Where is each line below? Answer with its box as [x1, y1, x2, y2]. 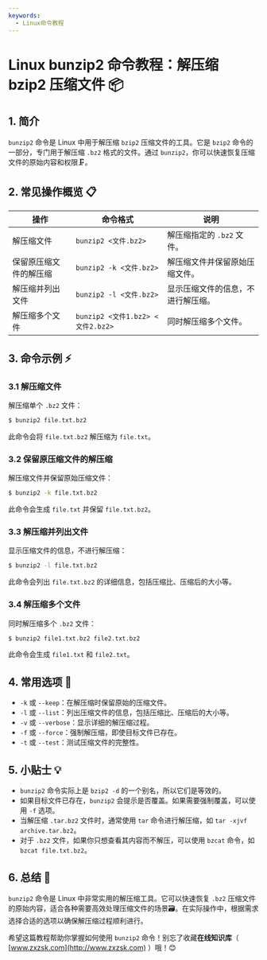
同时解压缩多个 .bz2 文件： [8, 618, 97, 628]
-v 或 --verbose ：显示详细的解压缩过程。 [19, 717, 154, 728]
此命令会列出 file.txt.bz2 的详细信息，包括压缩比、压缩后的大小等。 [8, 577, 236, 587]
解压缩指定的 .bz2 [167, 230, 234, 241]
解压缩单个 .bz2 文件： [8, 401, 83, 410]
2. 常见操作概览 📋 [8, 185, 97, 199]
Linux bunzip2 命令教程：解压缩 [8, 56, 219, 74]
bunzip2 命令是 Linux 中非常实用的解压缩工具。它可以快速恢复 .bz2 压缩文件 [8, 893, 256, 903]
